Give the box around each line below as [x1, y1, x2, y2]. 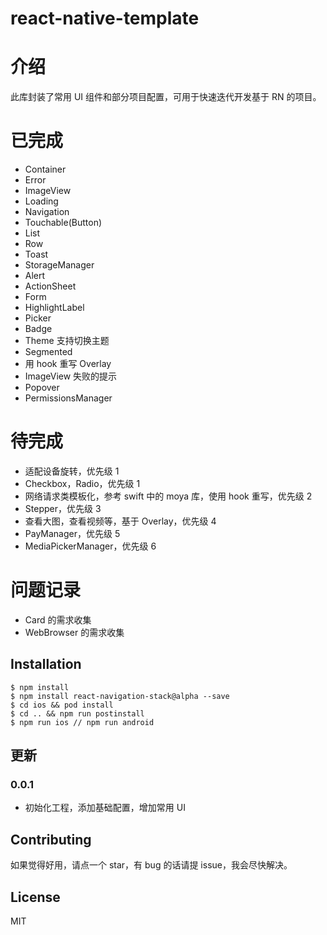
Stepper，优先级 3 [24, 503, 102, 514]
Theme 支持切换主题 [24, 335, 110, 347]
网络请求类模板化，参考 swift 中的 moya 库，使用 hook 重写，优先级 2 [24, 490, 313, 502]
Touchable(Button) [24, 217, 103, 229]
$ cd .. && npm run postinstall [10, 708, 145, 719]
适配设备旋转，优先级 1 [24, 465, 120, 477]
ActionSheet [24, 280, 77, 292]
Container [24, 163, 67, 176]
